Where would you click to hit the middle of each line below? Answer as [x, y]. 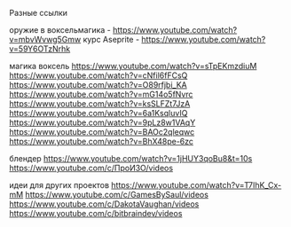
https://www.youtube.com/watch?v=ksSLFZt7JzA [100, 104]
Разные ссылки [39, 13]
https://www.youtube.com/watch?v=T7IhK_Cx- [196, 185]
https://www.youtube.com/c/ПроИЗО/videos [91, 168]
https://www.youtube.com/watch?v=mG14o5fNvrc [101, 94]
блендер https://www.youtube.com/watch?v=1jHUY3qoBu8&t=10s [131, 158]
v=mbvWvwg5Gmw [45, 39]
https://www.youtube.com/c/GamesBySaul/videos [117, 195]
